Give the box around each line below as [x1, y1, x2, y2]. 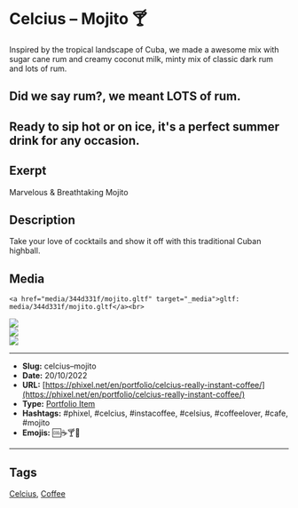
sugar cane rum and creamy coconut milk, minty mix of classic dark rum [9, 53, 273, 64]
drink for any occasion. [9, 132, 140, 148]
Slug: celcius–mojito [21, 361, 97, 371]
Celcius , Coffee [9, 488, 67, 499]
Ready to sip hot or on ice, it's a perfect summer [9, 119, 279, 134]
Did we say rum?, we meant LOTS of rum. [9, 89, 241, 104]
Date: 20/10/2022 [21, 370, 88, 381]
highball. [9, 245, 41, 256]
